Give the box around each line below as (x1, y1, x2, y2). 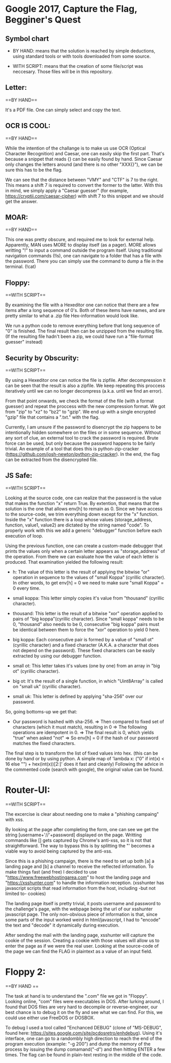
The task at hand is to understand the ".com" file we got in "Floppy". (5, 993, 148, 999)
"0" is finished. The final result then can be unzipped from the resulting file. (5, 328, 164, 334)
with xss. (5, 816, 24, 823)
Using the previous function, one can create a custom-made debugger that (5, 542, 163, 549)
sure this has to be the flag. (5, 166, 63, 173)
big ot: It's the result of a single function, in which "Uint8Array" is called (12, 678, 163, 684)
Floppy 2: (5, 966, 46, 978)
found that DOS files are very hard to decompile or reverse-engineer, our (5, 1004, 158, 1010)
